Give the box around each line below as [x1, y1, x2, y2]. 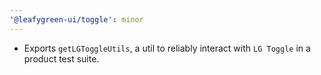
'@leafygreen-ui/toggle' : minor [9, 14, 144, 25]
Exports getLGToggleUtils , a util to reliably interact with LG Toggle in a [23, 42, 311, 54]
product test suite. [23, 52, 100, 65]
